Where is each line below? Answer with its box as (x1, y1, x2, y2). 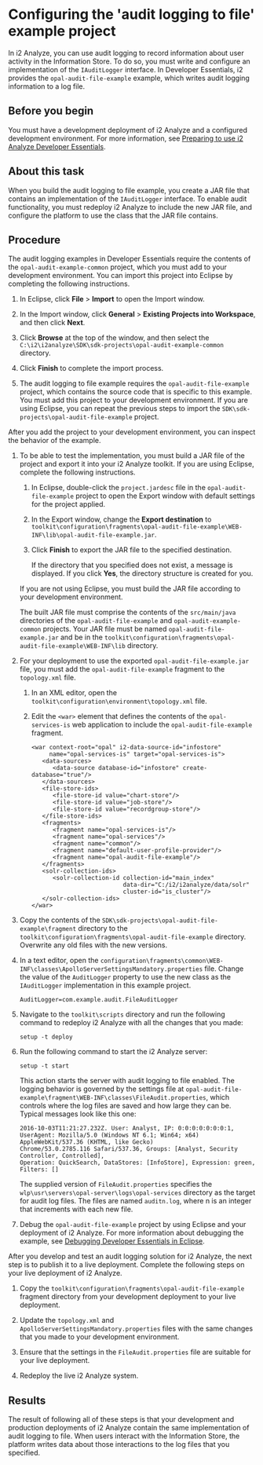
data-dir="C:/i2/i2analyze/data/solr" (122, 881, 250, 889)
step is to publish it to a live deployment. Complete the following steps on (8, 1260, 245, 1269)
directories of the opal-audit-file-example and (19, 616, 173, 625)
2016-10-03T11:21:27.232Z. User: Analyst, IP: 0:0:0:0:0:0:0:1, (19, 1125, 235, 1133)
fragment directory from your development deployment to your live (19, 1292, 236, 1302)
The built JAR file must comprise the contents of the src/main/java (19, 607, 236, 617)
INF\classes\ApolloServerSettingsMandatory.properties (19, 965, 203, 973)
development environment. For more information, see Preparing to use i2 (8, 134, 243, 143)
